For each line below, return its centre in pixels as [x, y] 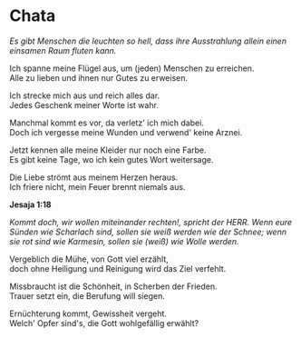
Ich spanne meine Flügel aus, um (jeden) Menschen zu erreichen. [132, 68]
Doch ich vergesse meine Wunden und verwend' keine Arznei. [126, 132]
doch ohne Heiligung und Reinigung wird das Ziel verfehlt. [118, 268]
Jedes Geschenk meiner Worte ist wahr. [84, 104]
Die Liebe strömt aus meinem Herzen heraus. [94, 177]
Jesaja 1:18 [30, 204]
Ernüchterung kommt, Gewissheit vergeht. [88, 313]
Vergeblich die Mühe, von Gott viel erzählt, [89, 259]
